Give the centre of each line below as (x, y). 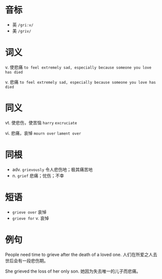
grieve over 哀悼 (29, 212)
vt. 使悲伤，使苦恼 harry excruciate (41, 122)
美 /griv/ (22, 31)
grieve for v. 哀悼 (30, 218)
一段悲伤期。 (35, 261)
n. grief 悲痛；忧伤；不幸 (38, 175)
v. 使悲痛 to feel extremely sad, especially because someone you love (78, 67)
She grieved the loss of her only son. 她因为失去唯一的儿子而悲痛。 (73, 271)
